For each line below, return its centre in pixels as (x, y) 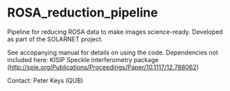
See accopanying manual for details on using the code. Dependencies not (113, 52)
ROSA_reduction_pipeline (82, 13)
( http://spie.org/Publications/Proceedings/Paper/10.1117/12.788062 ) (103, 67)
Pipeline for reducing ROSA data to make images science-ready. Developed (115, 32)
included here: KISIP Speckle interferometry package (83, 59)
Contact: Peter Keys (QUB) (45, 80)
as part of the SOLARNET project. (55, 39)
